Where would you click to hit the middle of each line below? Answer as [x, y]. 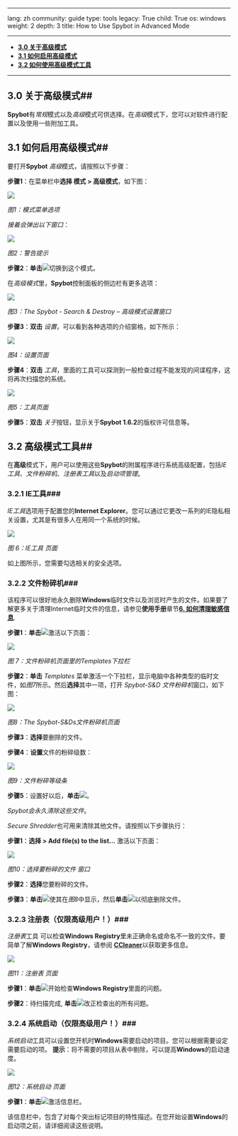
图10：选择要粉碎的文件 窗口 [49, 870]
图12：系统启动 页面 [36, 1086]
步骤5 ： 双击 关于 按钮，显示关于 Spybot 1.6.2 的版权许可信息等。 [100, 422]
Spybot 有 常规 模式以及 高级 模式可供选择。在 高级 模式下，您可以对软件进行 [114, 114]
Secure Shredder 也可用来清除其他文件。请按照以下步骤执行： [97, 826]
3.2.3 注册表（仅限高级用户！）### [68, 919]
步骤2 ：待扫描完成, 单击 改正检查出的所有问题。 [80, 1003]
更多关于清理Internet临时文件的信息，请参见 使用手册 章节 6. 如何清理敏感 [118, 609]
